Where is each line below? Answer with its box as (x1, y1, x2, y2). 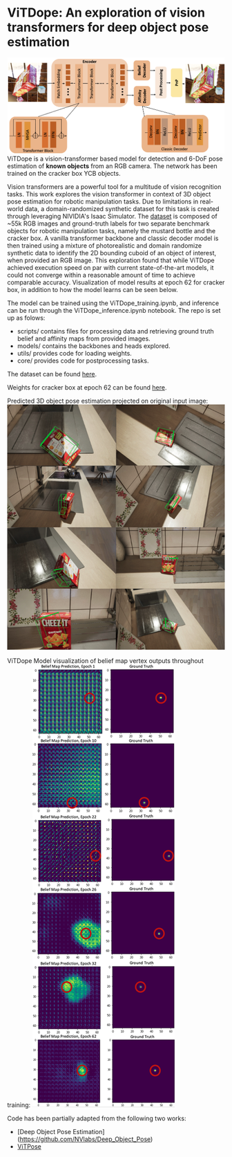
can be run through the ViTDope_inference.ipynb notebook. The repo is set (7, 307, 221, 315)
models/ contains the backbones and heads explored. (17, 342, 171, 350)
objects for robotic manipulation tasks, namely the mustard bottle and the (7, 227, 216, 235)
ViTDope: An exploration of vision (7, 5, 206, 21)
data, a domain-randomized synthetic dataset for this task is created (24, 205, 220, 213)
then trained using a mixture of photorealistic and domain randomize (7, 242, 202, 250)
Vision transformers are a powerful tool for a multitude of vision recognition (7, 183, 222, 191)
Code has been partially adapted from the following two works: (7, 1114, 186, 1122)
